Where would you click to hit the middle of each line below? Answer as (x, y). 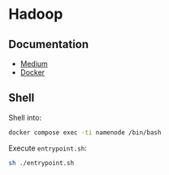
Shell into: (25, 117)
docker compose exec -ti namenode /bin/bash (85, 132)
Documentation (49, 44)
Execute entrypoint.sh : (48, 148)
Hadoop (36, 14)
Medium (34, 63)
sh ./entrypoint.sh (41, 163)
